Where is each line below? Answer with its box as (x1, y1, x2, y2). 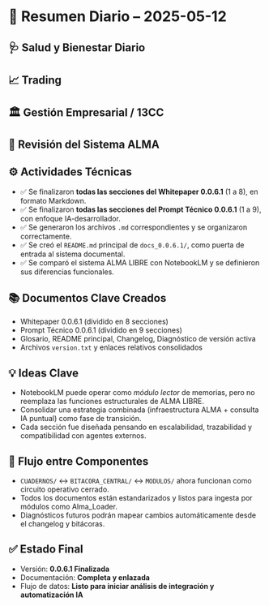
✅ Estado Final (8, 543, 83, 557)
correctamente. (19, 231, 72, 241)
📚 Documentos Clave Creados (8, 291, 167, 305)
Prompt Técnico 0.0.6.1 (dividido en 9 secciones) (19, 325, 182, 335)
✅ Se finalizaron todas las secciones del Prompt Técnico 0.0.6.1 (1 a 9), (19, 204, 262, 214)
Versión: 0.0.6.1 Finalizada (19, 564, 110, 574)
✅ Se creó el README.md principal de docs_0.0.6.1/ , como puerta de (19, 239, 245, 250)
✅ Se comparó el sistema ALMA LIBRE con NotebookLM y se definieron (19, 257, 260, 267)
